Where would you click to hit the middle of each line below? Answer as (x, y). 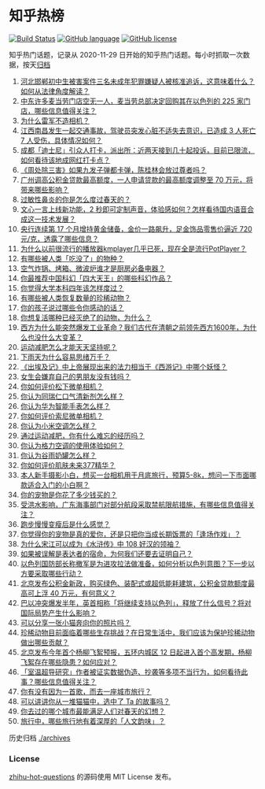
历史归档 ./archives (40, 738)
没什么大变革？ (59, 337)
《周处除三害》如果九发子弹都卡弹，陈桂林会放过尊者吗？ (113, 169)
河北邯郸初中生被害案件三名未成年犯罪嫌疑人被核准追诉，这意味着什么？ (137, 81)
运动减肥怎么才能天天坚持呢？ (68, 346)
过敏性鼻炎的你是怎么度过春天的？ (75, 199)
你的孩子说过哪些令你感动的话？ (72, 307)
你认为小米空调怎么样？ (58, 425)
